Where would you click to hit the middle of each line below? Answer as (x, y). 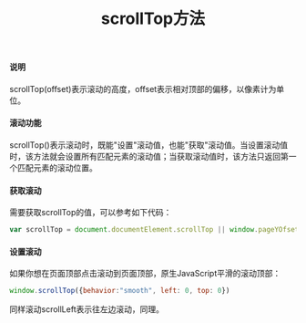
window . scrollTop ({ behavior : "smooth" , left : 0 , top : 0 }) (120, 291)
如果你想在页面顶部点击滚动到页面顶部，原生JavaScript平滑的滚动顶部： (145, 274)
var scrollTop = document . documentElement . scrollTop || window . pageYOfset (154, 230)
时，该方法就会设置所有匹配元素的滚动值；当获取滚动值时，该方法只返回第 (149, 156)
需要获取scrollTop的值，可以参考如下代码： (91, 213)
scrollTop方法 (153, 19)
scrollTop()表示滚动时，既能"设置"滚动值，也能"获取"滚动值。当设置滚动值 (149, 145)
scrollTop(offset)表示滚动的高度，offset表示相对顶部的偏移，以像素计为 (143, 89)
